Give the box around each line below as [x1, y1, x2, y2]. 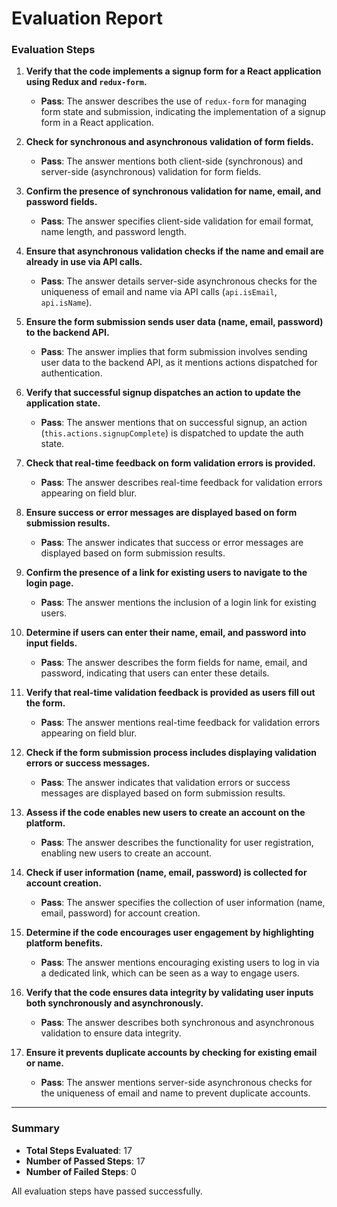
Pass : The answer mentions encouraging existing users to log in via [40, 957, 320, 969]
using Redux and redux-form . [25, 76, 148, 88]
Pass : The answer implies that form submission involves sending [40, 346, 308, 358]
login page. [25, 577, 74, 589]
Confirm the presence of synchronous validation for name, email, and [25, 185, 322, 197]
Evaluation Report [11, 7, 163, 30]
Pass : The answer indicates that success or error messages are [40, 537, 304, 549]
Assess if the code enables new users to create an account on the [25, 807, 306, 819]
